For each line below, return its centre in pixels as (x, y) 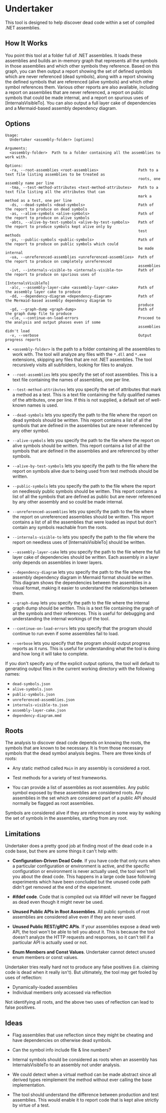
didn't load (17, 331)
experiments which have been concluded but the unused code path (81, 882)
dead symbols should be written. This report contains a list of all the (82, 420)
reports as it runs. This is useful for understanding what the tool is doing (86, 648)
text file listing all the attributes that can (55, 192)
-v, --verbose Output (81, 335)
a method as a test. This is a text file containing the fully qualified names (86, 394)
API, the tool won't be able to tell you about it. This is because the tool (83, 932)
